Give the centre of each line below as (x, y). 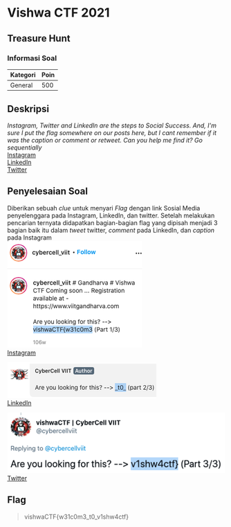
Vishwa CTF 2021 (58, 13)
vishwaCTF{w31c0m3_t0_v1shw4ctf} (76, 517)
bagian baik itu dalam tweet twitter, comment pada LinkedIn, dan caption (111, 230)
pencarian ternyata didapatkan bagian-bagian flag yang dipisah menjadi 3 (112, 222)
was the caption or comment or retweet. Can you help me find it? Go (105, 140)
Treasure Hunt (39, 38)
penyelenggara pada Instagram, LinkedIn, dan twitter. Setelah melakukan (111, 215)
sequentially (25, 148)
